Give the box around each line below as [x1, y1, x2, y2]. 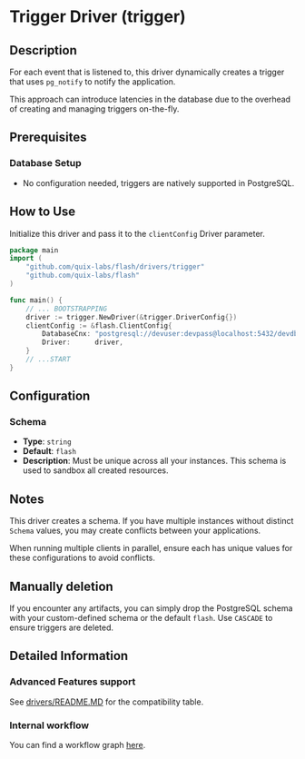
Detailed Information [9, 648, 129, 664]
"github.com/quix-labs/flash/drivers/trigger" [25, 262, 205, 271]
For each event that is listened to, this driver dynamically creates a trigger [9, 66, 285, 77]
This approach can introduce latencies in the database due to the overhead [9, 94, 291, 104]
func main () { [9, 295, 64, 305]
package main [9, 245, 59, 255]
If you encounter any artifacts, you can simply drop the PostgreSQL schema [9, 603, 293, 614]
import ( [9, 254, 43, 263]
